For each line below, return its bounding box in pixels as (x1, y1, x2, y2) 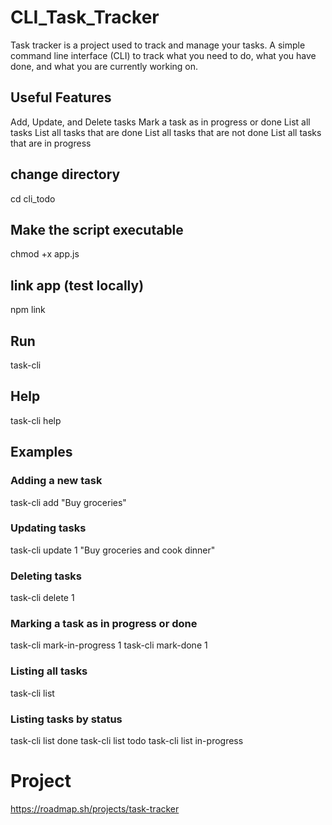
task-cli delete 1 (10, 592, 75, 604)
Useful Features (10, 89, 112, 106)
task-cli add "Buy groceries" (10, 496, 127, 508)
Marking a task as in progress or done (10, 617, 198, 631)
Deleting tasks (10, 569, 82, 583)
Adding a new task (10, 474, 103, 488)
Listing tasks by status (10, 712, 123, 726)
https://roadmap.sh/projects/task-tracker (10, 802, 180, 815)
